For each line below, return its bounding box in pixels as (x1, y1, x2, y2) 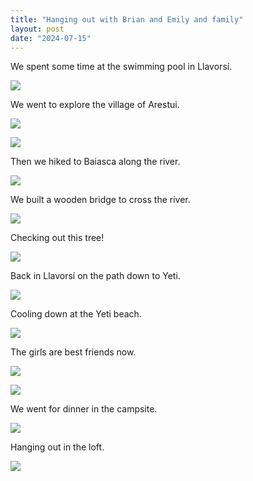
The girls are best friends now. (10, 346, 137, 358)
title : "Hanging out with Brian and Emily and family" (10, 14, 244, 25)
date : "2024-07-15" (10, 33, 92, 43)
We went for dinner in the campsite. (10, 403, 158, 415)
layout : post (10, 24, 65, 34)
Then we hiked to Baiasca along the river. (10, 156, 181, 168)
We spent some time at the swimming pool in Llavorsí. (10, 61, 233, 73)
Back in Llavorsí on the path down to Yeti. (10, 270, 181, 282)
